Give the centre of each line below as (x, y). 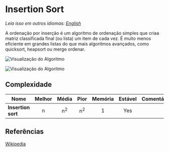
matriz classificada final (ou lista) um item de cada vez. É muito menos (78, 38)
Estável (128, 98)
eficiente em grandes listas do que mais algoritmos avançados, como (77, 43)
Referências (25, 132)
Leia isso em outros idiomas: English (43, 23)
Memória (103, 98)
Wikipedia (16, 144)
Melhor (43, 98)
